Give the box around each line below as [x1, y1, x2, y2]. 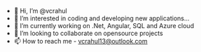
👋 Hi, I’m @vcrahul [13, 7, 68, 15]
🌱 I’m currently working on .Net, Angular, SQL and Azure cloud [13, 22, 195, 30]
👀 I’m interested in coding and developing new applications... [13, 14, 190, 22]
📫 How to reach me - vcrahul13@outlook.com [13, 37, 148, 45]
